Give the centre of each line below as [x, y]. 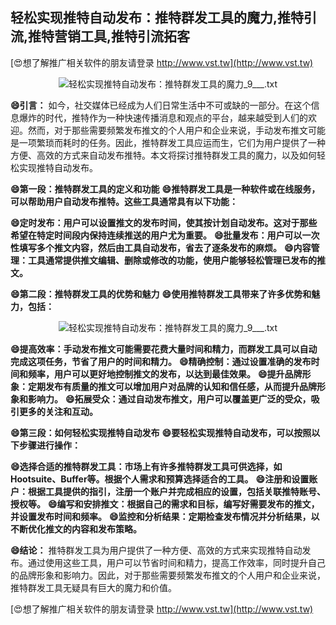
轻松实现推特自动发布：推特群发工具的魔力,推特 [157, 18]
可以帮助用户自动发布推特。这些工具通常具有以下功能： [124, 201]
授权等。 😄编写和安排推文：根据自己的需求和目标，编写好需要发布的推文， [165, 504]
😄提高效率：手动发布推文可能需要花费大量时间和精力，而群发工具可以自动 [164, 349]
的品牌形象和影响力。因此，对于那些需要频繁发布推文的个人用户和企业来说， [168, 575]
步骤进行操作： [49, 445]
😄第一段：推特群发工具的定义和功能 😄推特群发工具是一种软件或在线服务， [165, 189]
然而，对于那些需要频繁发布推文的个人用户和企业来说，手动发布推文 [167, 130]
